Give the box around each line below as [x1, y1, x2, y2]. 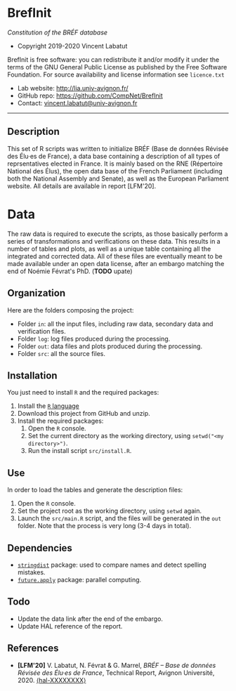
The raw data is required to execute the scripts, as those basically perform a [7, 230, 228, 238]
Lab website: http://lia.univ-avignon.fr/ [17, 84, 129, 92]
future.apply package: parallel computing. [17, 575, 142, 584]
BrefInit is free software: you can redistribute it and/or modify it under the [7, 55, 220, 64]
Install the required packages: [17, 416, 104, 426]
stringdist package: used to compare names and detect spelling [17, 560, 207, 569]
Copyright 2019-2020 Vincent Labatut [17, 41, 128, 50]
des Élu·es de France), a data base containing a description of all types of [7, 152, 221, 160]
